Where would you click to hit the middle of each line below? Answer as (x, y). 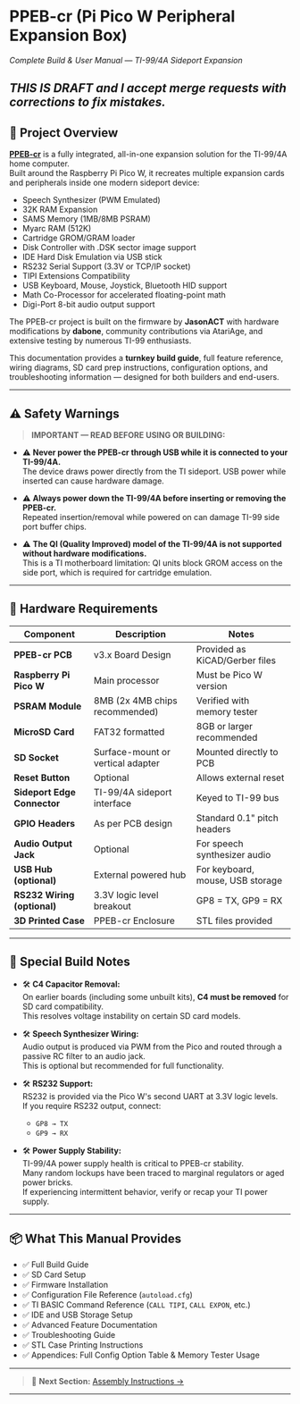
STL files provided (234, 921)
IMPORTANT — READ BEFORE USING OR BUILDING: (128, 434)
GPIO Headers (45, 823)
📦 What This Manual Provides (96, 1238)
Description (141, 634)
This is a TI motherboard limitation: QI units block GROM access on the (152, 563)
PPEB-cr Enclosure (134, 921)
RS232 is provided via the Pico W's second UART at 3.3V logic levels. (150, 1096)
